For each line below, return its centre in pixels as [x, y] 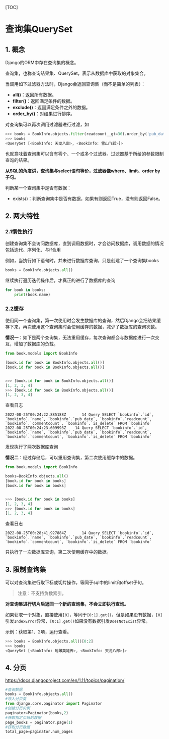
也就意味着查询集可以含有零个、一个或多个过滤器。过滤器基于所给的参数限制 [84, 154]
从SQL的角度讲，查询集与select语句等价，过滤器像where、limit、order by [83, 171]
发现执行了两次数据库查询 [32, 447]
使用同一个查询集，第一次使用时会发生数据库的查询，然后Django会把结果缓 [83, 321]
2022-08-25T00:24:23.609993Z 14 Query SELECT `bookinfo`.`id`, [76, 428]
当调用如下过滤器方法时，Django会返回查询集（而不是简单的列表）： [75, 84]
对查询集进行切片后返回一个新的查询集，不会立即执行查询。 [67, 604]
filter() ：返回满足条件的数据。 [44, 101]
